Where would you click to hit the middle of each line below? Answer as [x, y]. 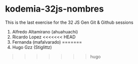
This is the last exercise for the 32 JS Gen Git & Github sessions [69, 22]
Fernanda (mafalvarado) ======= [47, 42]
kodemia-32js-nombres [55, 9]
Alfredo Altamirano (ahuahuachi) [45, 32]
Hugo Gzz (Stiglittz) [32, 47]
